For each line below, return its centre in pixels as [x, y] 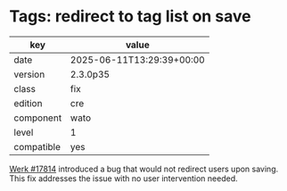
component [38, 118]
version [29, 74]
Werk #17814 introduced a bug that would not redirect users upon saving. [144, 169]
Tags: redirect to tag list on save [130, 17]
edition [28, 103]
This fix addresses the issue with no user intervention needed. [123, 178]
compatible [37, 146]
